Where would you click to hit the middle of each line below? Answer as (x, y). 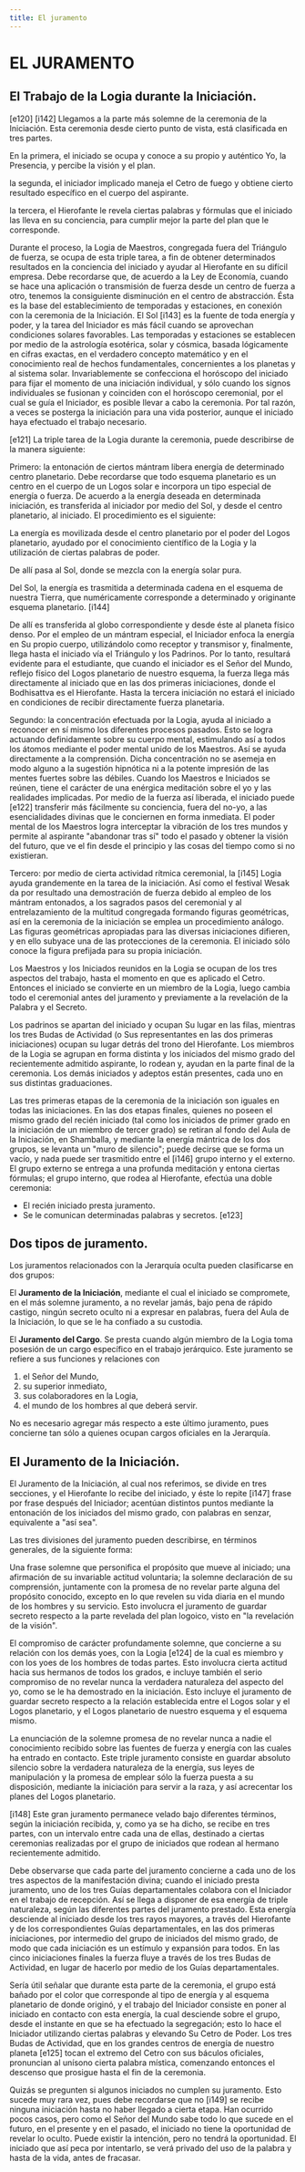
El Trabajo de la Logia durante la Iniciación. (133, 97)
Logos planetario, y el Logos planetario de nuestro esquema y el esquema (148, 1712)
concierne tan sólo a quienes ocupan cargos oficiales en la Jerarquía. (140, 1433)
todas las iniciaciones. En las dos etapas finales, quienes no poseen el (141, 1110)
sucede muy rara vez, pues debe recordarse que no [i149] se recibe (137, 2100)
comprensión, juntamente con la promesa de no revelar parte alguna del (145, 1587)
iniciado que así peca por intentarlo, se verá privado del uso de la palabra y (151, 2148)
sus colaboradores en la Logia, (80, 1396)
